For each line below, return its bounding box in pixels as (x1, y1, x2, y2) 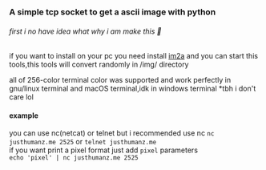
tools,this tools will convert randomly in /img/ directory (9, 59, 189, 70)
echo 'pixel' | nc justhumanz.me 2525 (9, 154, 139, 162)
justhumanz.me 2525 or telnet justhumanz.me (9, 137, 157, 147)
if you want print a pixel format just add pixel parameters (9, 145, 199, 155)
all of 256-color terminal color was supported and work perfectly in (9, 75, 232, 85)
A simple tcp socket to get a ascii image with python (9, 6, 216, 18)
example (9, 111, 39, 120)
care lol (9, 92, 34, 102)
